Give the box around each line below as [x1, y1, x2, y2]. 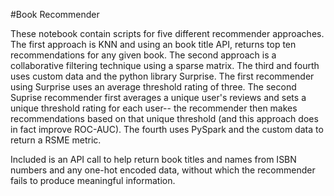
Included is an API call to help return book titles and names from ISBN [10, 154, 297, 165]
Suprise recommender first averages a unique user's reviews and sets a [10, 92, 307, 103]
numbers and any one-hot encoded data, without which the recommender [10, 164, 316, 176]
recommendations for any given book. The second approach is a [10, 49, 277, 61]
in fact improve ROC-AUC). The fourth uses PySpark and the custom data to [10, 124, 324, 135]
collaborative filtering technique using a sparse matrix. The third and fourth [10, 60, 320, 71]
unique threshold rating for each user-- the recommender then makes [10, 102, 298, 114]
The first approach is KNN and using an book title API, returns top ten [10, 39, 297, 50]
